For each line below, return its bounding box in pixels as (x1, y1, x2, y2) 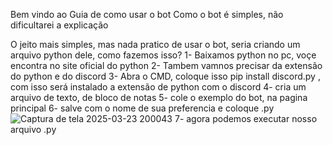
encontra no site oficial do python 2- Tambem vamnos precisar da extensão (10, 60, 323, 71)
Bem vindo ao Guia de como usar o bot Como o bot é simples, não (10, 9, 284, 20)
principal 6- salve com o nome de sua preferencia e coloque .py (10, 102, 275, 114)
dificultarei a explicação (10, 19, 109, 31)
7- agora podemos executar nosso (174, 113, 318, 124)
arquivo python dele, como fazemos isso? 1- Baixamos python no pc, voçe (10, 49, 317, 61)
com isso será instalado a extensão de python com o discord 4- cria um (10, 81, 307, 93)
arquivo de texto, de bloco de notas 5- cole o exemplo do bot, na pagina (10, 92, 308, 103)
